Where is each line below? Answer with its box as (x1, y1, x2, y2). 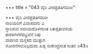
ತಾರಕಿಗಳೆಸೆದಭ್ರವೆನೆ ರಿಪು (5, 31, 41, 37)
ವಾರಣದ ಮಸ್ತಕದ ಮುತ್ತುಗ (5, 37, 45, 43)
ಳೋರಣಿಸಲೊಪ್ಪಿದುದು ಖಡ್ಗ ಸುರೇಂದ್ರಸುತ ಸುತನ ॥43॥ (5, 43, 89, 48)
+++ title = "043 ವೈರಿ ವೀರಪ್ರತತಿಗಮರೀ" (5, 5, 76, 10)
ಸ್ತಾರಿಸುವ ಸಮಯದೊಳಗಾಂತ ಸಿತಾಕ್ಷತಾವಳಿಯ (5, 26, 73, 32)
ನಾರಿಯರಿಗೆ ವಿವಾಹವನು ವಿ (5, 20, 45, 26)
